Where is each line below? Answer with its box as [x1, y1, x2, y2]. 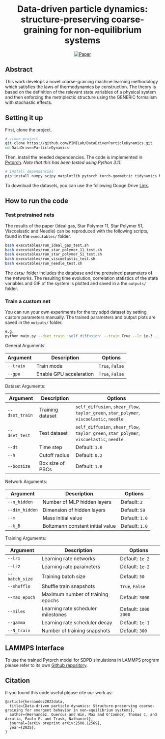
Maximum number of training [41, 591, 109, 598]
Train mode [36, 363, 63, 370]
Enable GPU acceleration [36, 371, 94, 378]
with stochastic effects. [5, 99, 53, 105]
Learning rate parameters [41, 563, 101, 570]
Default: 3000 [120, 594, 150, 601]
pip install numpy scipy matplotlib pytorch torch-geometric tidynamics [5, 174, 157, 179]
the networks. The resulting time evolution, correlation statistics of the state [5, 275, 158, 281]
